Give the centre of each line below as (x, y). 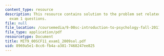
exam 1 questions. (28, 19)
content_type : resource (29, 9)
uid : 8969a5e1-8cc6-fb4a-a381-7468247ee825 (50, 46)
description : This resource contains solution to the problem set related (83, 14)
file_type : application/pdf (34, 32)
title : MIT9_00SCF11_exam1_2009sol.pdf (46, 41)
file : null (16, 23)
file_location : (20, 28)
